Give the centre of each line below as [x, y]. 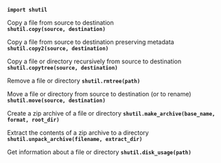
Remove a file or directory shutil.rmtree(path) [74, 80]
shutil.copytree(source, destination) [62, 68]
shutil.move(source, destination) [57, 100]
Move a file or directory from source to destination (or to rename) [99, 94]
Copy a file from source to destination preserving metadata [91, 42]
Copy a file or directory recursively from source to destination [94, 61]
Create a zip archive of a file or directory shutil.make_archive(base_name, [111, 113]
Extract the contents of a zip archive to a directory [78, 133]
